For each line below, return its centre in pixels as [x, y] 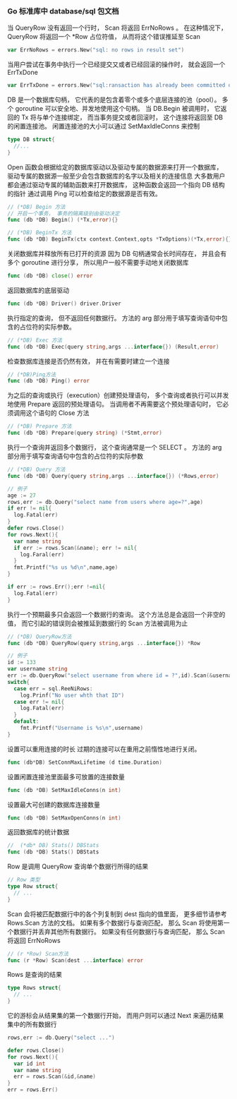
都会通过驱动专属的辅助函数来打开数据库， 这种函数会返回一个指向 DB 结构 [116, 184]
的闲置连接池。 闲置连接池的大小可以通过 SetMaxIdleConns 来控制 [104, 126]
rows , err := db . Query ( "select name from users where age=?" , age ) [105, 502]
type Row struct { [33, 887]
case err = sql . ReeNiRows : [53, 689]
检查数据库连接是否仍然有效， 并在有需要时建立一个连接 [89, 361]
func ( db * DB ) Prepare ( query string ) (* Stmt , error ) [85, 433]
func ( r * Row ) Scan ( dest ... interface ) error [75, 960]
